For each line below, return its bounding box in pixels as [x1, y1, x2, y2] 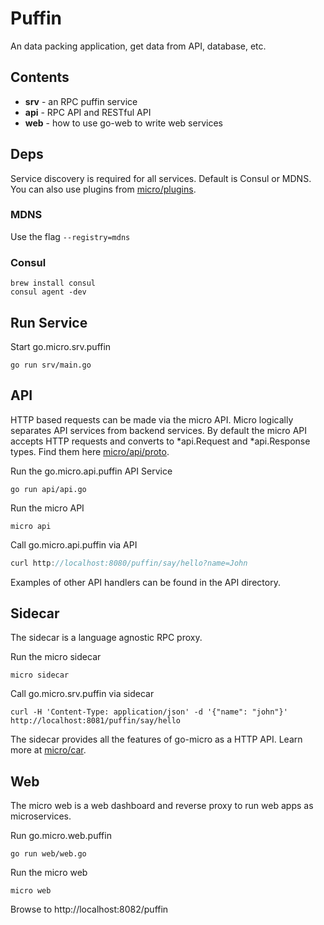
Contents [10, 69, 70, 86]
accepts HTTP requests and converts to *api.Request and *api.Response [10, 435, 311, 447]
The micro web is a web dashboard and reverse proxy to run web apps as [10, 800, 314, 812]
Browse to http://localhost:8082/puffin [10, 903, 169, 916]
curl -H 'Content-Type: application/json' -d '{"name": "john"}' [10, 707, 288, 717]
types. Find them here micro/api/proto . [10, 445, 170, 457]
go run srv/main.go [10, 360, 92, 370]
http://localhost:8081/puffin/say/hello [10, 716, 182, 726]
